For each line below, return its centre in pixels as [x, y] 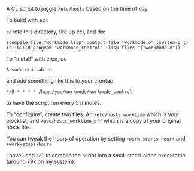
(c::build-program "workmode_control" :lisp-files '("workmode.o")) [93, 48]
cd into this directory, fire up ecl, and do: [56, 32]
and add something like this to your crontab [60, 81]
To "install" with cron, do [37, 59]
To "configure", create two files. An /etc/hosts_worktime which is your [93, 114]
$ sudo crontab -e [29, 70]
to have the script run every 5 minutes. [54, 103]
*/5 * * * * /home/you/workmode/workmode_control [69, 92]
